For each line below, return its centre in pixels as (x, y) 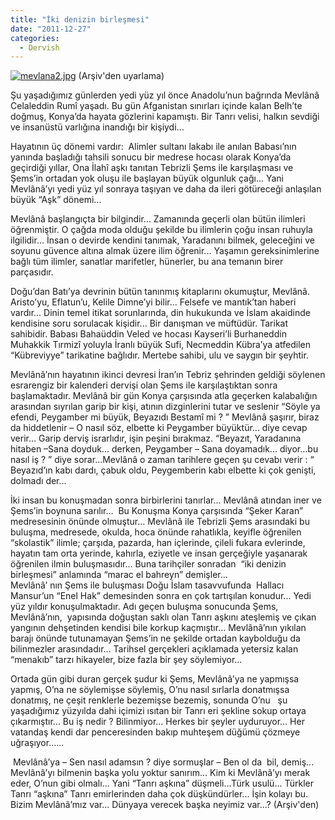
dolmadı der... (38, 481)
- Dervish (39, 47)
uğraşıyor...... (37, 743)
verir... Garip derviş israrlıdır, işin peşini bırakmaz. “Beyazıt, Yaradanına (156, 438)
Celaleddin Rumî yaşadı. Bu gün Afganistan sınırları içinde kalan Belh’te (156, 106)
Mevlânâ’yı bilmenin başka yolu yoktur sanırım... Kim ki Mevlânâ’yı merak (160, 773)
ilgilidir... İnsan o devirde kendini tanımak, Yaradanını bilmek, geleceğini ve (162, 240)
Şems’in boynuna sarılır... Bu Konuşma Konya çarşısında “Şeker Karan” (157, 511)
